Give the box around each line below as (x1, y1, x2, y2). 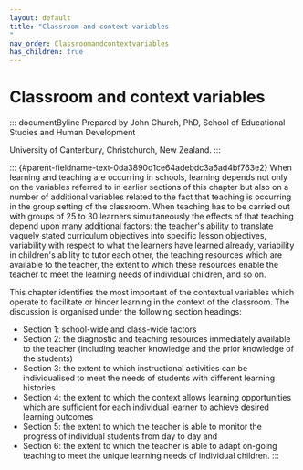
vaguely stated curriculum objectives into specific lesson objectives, (9, 230, 267, 241)
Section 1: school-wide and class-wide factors (22, 324, 197, 335)
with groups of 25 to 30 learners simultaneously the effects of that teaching (9, 211, 294, 222)
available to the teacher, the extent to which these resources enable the (9, 260, 279, 271)
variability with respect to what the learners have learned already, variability (9, 240, 295, 251)
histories (22, 382, 57, 393)
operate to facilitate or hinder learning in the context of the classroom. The (9, 296, 290, 307)
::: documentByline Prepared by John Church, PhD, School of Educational (9, 117, 286, 128)
